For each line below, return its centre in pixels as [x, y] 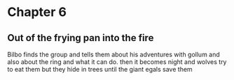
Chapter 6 [37, 12]
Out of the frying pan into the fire [81, 38]
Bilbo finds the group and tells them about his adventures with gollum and [114, 54]
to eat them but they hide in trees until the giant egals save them [100, 69]
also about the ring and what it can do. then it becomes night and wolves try [117, 62]
